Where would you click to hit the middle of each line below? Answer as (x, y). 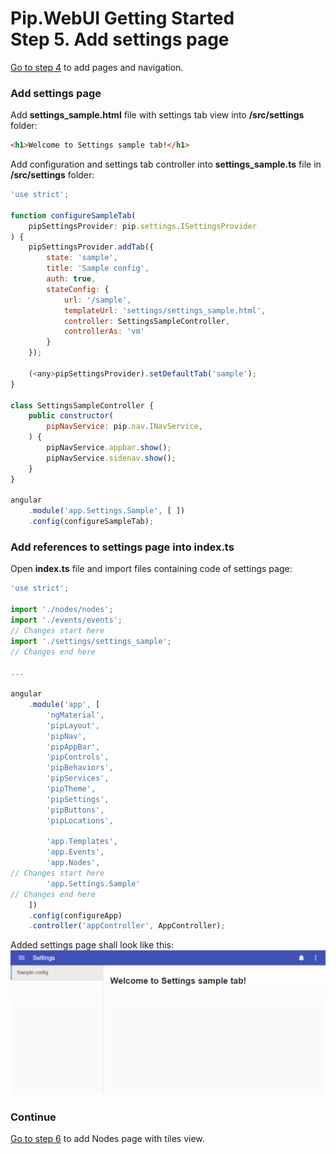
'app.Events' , (75, 852)
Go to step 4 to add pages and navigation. (97, 67)
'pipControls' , (78, 757)
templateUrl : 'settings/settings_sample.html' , (165, 310)
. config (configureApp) (75, 915)
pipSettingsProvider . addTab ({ (91, 247)
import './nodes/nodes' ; (62, 610)
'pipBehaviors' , (80, 768)
